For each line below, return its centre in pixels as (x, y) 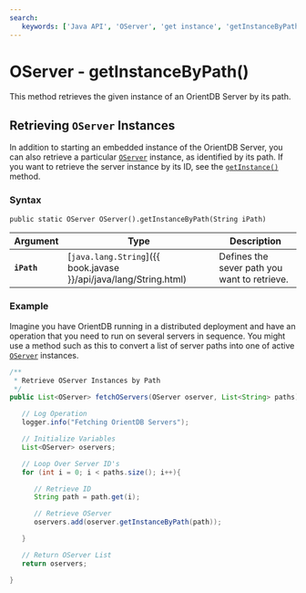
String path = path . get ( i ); (87, 497)
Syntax (25, 200)
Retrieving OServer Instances (92, 125)
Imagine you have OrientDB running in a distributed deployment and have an (153, 326)
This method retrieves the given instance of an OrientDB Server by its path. (150, 97)
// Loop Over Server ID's (71, 463)
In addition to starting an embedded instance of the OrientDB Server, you (147, 148)
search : (24, 18)
